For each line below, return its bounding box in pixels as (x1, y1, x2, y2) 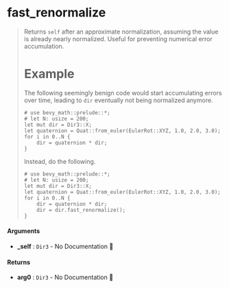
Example (23, 67, 75, 82)
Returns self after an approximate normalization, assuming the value (23, 27, 219, 36)
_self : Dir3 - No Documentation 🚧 (16, 242, 114, 251)
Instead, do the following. (23, 157, 96, 165)
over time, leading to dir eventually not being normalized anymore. (23, 96, 214, 104)
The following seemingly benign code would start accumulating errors (23, 88, 222, 97)
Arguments (7, 227, 40, 235)
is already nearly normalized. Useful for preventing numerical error (23, 34, 213, 43)
